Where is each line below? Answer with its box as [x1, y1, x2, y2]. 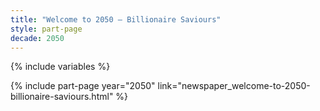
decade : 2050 [10, 33, 65, 43]
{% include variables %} [10, 61, 111, 73]
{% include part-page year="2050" [10, 80, 156, 92]
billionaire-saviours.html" [10, 91, 114, 103]
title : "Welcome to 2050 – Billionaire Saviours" [10, 14, 222, 25]
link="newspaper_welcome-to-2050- [157, 80, 311, 92]
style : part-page [10, 24, 83, 34]
